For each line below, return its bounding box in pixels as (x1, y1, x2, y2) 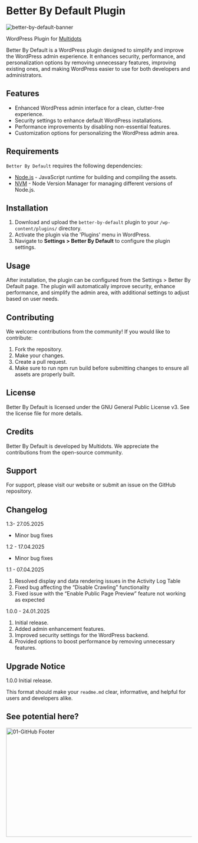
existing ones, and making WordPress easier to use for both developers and (6, 65, 190, 72)
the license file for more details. (6, 410, 83, 417)
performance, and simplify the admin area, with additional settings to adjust (6, 289, 190, 296)
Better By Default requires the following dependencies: (6, 162, 143, 169)
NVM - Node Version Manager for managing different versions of (14, 180, 173, 187)
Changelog (6, 505, 48, 515)
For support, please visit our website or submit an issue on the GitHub (6, 482, 176, 489)
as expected (14, 597, 45, 604)
